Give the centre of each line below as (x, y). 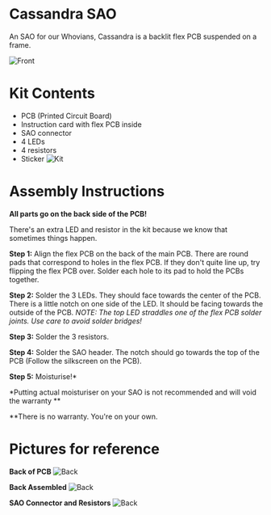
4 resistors (39, 150)
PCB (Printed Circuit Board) (66, 116)
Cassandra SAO (63, 14)
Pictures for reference (84, 449)
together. (24, 279)
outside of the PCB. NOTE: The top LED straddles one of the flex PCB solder (135, 312)
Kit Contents (52, 93)
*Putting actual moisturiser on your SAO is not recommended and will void (133, 392)
